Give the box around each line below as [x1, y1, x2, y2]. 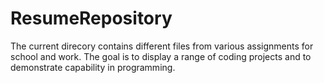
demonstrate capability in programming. [10, 61, 176, 73]
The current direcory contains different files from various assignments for [10, 40, 314, 52]
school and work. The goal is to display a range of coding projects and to [10, 50, 312, 62]
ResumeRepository [10, 7, 173, 30]
